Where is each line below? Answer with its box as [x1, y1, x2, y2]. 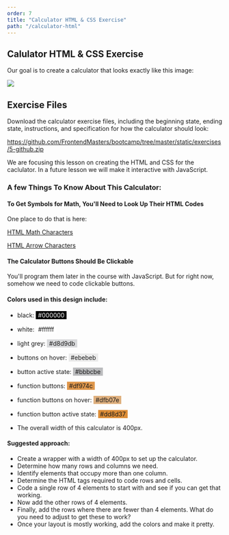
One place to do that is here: [7, 215, 87, 223]
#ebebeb [70, 353, 96, 362]
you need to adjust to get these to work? [16, 512, 131, 521]
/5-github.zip [7, 145, 44, 153]
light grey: [16, 339, 46, 347]
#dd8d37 [100, 410, 126, 418]
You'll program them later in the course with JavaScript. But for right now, [7, 272, 214, 281]
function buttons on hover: [16, 395, 92, 404]
